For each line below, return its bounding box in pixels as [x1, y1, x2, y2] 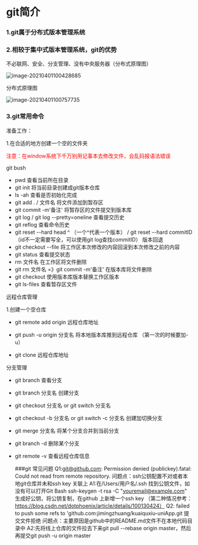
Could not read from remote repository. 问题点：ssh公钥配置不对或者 [14, 472, 183, 480]
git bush [6, 164, 27, 171]
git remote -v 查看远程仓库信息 [14, 452, 90, 459]
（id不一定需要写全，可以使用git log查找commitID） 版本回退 [14, 236, 164, 243]
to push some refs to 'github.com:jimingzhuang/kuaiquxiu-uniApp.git [14, 509, 183, 516]
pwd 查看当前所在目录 [14, 176, 69, 183]
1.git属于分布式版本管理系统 [6, 28, 86, 36]
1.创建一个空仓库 [6, 306, 46, 313]
